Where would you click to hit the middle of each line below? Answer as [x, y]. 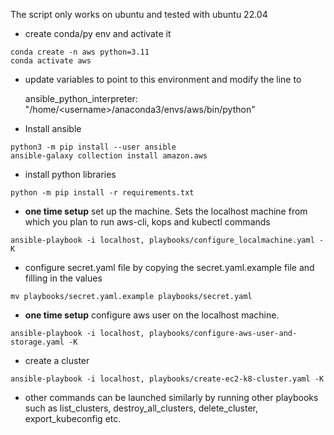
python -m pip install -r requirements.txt [102, 193]
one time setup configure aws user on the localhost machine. [152, 315]
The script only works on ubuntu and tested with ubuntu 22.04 [139, 14]
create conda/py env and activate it [98, 33]
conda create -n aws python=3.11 [80, 52]
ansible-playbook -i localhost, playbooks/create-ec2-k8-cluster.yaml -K [167, 379]
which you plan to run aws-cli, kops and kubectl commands [147, 222]
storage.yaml [37, 342]
